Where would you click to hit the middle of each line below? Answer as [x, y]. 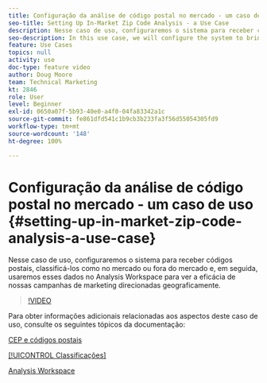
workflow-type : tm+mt [44, 126]
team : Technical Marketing [53, 82]
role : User [26, 97]
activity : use [32, 60]
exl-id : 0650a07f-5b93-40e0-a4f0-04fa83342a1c [87, 112]
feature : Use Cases [41, 45]
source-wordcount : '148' [49, 133]
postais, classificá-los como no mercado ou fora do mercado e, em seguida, [133, 269]
